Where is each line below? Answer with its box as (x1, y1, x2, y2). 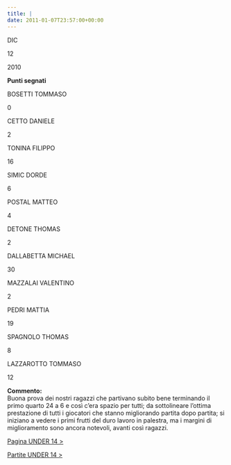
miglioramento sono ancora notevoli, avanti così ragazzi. (7, 423, 169, 432)
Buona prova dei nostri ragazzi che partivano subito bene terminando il (7, 394, 210, 402)
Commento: (7, 386, 42, 395)
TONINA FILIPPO (7, 143, 55, 152)
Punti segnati (7, 76, 46, 84)
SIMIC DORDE (7, 171, 47, 179)
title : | (7, 10, 33, 17)
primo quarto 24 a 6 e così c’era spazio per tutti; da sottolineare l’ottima (7, 401, 212, 409)
